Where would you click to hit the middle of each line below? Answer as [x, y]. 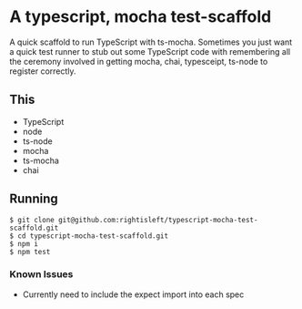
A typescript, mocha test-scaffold [141, 17]
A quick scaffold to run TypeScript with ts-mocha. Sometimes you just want [151, 42]
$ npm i [24, 243]
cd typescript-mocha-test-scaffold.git [93, 236]
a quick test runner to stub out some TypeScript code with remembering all [150, 51]
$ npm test [30, 252]
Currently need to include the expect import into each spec [133, 294]
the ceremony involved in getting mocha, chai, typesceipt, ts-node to [139, 61]
